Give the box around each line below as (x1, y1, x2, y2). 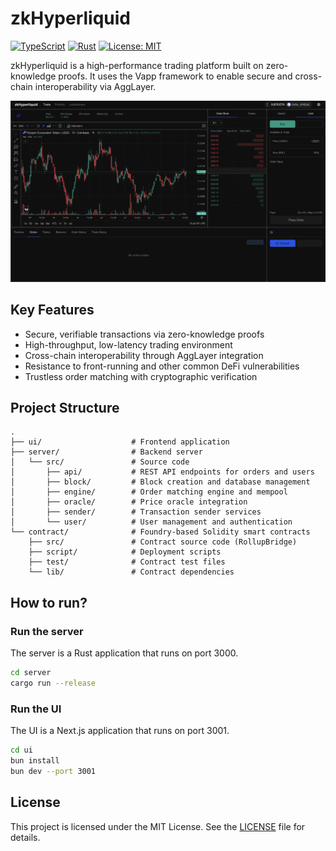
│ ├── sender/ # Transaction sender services (10, 507, 262, 517)
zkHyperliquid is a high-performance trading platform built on (10, 59, 264, 71)
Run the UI (10, 702, 62, 716)
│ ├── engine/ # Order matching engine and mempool (10, 487, 288, 497)
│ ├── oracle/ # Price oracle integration (10, 497, 248, 507)
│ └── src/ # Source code (10, 457, 190, 467)
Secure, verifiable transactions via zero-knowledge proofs (24, 328, 265, 340)
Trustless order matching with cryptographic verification (24, 370, 258, 382)
